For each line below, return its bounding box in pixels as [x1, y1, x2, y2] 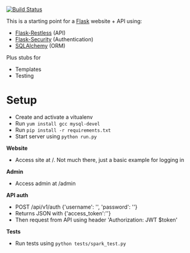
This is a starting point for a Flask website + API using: [6, 18, 143, 24]
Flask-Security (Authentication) [15, 36, 94, 42]
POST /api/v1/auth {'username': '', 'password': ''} [15, 203, 138, 211]
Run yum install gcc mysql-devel [15, 120, 100, 127]
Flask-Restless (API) [15, 29, 66, 36]
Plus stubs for [6, 54, 41, 61]
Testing [15, 72, 35, 79]
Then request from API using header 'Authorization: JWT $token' [15, 216, 178, 223]
